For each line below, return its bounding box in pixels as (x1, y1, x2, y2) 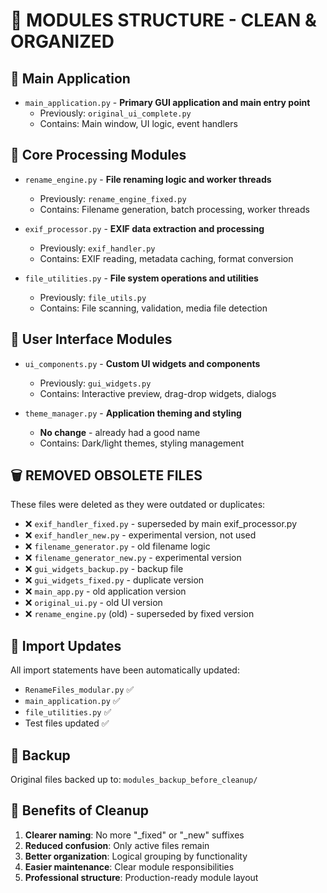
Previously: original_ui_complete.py (39, 107, 192, 119)
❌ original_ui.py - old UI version (24, 597, 163, 609)
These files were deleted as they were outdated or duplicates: (10, 499, 266, 511)
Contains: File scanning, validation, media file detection (39, 302, 268, 314)
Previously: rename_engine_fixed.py (39, 192, 187, 204)
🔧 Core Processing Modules (10, 147, 187, 164)
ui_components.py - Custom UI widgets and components (24, 357, 261, 369)
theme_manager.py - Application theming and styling (24, 407, 242, 419)
